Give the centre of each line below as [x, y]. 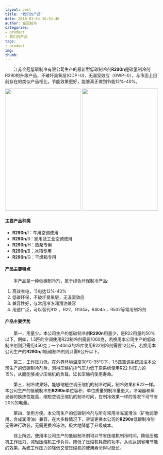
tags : [10, 41]
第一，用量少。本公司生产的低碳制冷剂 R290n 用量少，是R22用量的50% [84, 333]
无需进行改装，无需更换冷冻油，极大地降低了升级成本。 [60, 425]
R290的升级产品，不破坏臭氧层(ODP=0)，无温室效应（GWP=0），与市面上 [79, 76]
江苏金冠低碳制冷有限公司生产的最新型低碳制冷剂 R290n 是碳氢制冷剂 [82, 69]
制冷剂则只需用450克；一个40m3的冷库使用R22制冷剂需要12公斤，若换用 [78, 345]
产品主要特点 [18, 269]
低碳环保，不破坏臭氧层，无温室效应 [48, 297]
